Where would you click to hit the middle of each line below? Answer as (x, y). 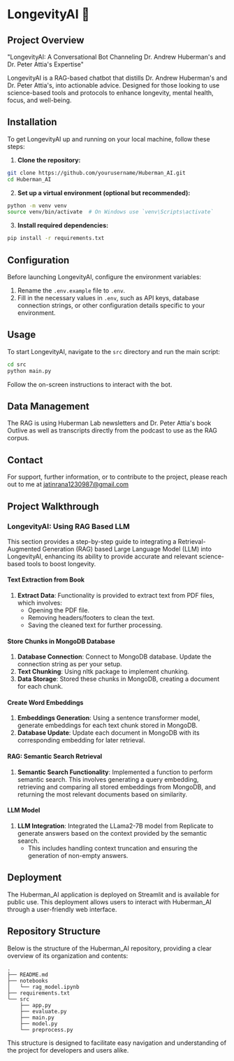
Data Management (48, 406)
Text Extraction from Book (46, 579)
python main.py (29, 371)
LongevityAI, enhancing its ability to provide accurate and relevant (102, 556)
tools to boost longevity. (61, 563)
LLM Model (24, 810)
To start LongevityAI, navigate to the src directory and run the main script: (114, 351)
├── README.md (28, 975)
